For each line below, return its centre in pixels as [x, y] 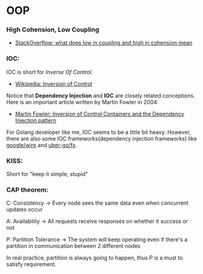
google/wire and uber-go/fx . [42, 145]
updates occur [25, 209]
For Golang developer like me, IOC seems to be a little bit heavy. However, [99, 132]
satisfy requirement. [31, 264]
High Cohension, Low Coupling [53, 30]
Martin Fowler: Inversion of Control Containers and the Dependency [100, 114]
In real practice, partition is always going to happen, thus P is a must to [95, 258]
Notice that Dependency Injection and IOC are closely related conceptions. [101, 96]
